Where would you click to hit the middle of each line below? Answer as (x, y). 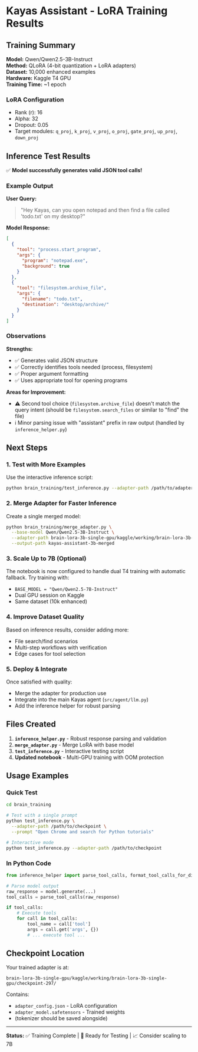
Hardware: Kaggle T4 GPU (39, 78)
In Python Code (29, 863)
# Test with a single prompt (42, 816)
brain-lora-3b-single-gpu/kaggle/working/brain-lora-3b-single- (87, 978)
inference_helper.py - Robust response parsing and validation (90, 738)
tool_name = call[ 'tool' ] (59, 924)
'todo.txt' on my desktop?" (53, 216)
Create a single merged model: (44, 516)
